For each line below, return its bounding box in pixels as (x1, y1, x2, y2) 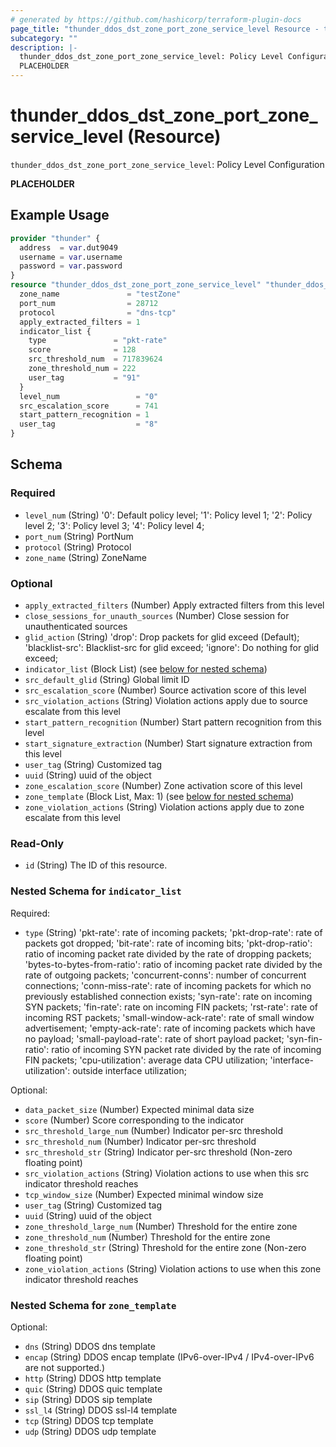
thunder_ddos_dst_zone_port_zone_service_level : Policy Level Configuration (10, 158, 325, 170)
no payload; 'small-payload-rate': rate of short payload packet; (24, 1032, 285, 1045)
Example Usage (10, 207, 110, 224)
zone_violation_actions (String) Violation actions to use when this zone (24, 1262, 322, 1275)
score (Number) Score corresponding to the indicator (24, 1114, 245, 1126)
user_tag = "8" (19, 419, 159, 430)
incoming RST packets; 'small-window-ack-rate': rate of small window (24, 1011, 315, 1023)
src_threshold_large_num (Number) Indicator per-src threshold (24, 1124, 284, 1136)
